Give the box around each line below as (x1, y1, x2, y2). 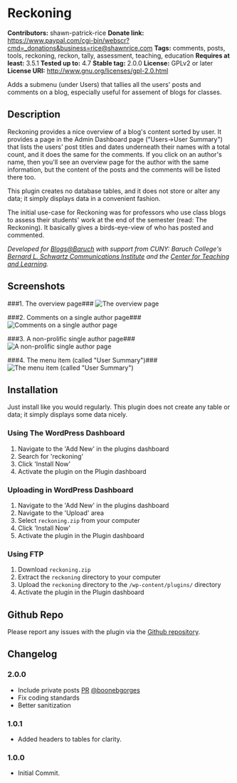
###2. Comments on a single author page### (7, 313, 142, 321)
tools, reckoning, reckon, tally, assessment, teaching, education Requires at (7, 51, 230, 60)
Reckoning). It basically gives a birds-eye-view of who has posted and (7, 223, 214, 232)
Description (7, 108, 60, 120)
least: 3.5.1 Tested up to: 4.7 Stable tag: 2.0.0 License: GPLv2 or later (7, 58, 214, 67)
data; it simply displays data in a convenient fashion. (7, 194, 161, 202)
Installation (7, 383, 58, 396)
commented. (7, 230, 45, 239)
